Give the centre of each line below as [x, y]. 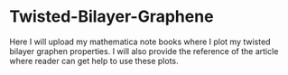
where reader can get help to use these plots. [94, 61]
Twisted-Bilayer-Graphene [111, 17]
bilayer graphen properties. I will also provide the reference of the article [144, 51]
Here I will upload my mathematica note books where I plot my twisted [140, 42]
